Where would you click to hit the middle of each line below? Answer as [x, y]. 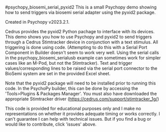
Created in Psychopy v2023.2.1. [38, 22]
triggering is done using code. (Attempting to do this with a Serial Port [76, 47]
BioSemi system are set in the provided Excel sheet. [58, 73]
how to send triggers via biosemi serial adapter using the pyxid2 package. [80, 12]
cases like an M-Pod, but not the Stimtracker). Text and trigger [69, 63]
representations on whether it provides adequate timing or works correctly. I [83, 114]
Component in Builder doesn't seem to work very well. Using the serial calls [82, 52]
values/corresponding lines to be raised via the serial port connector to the [81, 68]
